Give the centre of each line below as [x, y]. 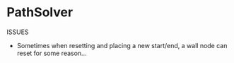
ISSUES [18, 32]
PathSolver [40, 12]
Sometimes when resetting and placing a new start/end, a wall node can [122, 45]
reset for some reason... [52, 53]
